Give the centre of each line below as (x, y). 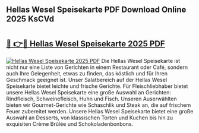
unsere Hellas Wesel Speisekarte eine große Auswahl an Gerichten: (89, 92)
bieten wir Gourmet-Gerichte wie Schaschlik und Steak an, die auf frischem (99, 105)
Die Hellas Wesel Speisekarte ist (141, 61)
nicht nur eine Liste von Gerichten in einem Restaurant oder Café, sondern (97, 67)
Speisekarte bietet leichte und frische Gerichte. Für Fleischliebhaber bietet (97, 86)
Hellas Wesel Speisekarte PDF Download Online (96, 10)
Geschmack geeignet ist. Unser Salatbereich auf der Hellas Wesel (87, 80)
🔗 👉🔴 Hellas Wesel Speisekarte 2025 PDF (86, 44)
